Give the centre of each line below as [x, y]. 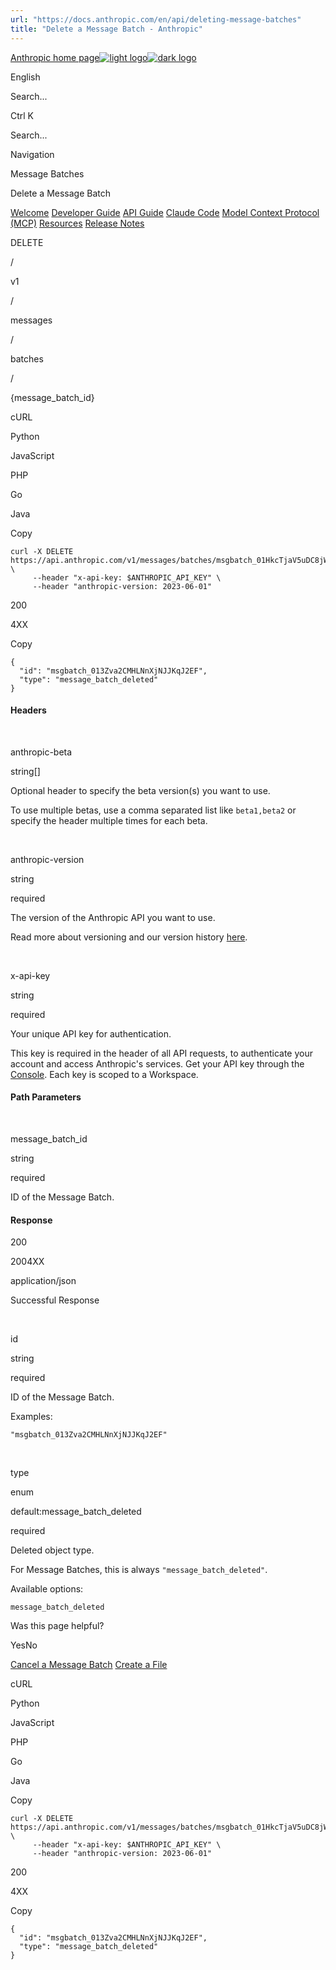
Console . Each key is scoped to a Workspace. [104, 1074]
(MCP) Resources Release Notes [77, 223]
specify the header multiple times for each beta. [109, 820]
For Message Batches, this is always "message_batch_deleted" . [139, 1570]
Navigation [32, 154]
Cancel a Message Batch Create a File [89, 1665]
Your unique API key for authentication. [91, 1033]
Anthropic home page [55, 57]
